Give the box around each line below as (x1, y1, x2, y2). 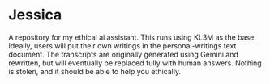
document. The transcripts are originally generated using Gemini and (8, 49, 239, 59)
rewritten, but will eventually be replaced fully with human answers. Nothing (8, 58, 262, 68)
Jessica (8, 6, 62, 24)
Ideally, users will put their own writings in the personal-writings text (8, 40, 237, 50)
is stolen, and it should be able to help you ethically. (8, 66, 181, 76)
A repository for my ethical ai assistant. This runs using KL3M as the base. (8, 32, 257, 42)
